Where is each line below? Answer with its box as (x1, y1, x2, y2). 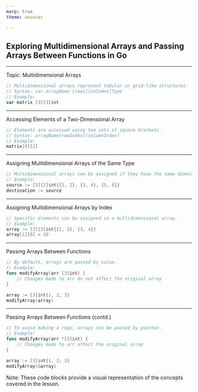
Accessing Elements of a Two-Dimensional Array (6, 116, 125, 123)
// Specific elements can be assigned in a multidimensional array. (6, 215, 178, 221)
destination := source (6, 187, 62, 194)
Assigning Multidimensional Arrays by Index (6, 204, 113, 211)
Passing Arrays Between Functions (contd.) (6, 313, 111, 321)
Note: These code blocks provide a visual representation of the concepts (6, 374, 184, 381)
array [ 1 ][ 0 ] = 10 (6, 231, 49, 238)
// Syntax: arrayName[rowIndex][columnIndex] (6, 132, 120, 139)
